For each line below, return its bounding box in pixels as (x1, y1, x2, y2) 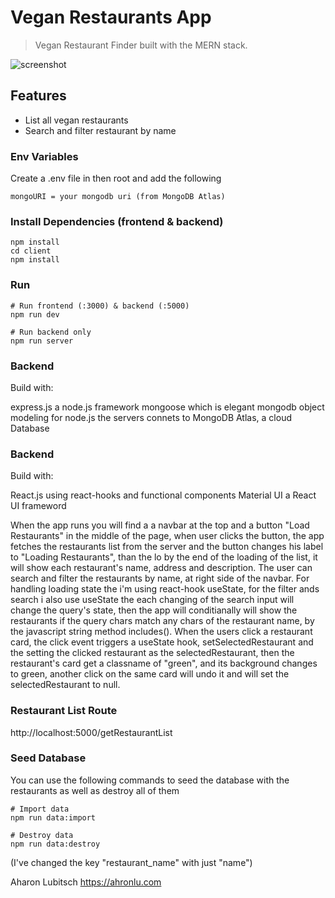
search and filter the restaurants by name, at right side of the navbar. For (10, 572, 310, 585)
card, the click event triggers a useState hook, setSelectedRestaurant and (10, 636, 314, 648)
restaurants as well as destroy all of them (10, 784, 180, 796)
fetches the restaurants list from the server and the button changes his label (10, 541, 324, 553)
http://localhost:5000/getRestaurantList (10, 726, 173, 738)
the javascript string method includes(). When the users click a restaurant (10, 626, 313, 638)
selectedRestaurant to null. (10, 679, 121, 691)
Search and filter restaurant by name (24, 124, 177, 136)
